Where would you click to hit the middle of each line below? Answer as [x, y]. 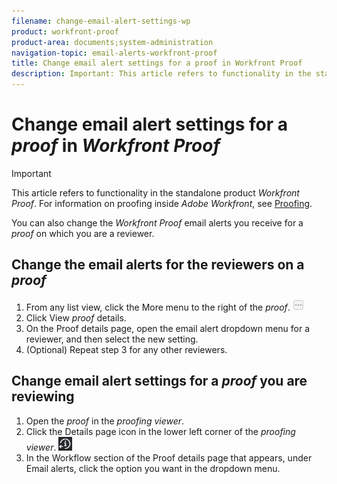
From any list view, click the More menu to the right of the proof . [158, 307]
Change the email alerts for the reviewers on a [158, 265]
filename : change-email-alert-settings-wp [101, 21]
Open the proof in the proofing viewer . [105, 421]
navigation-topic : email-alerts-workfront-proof [114, 53]
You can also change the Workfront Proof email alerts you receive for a [157, 222]
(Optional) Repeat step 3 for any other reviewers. [126, 349]
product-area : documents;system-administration [112, 42]
